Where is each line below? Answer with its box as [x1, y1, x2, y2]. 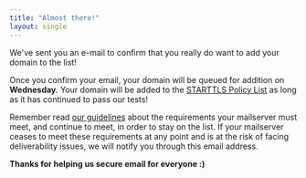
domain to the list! [9, 57, 78, 68]
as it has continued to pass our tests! [9, 93, 149, 105]
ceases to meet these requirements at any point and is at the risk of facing [9, 131, 290, 141]
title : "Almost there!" [9, 13, 100, 23]
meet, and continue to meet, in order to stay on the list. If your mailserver [9, 120, 284, 132]
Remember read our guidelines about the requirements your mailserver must [9, 111, 298, 122]
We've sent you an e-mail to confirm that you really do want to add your [9, 47, 280, 58]
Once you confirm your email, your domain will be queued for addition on [9, 74, 285, 85]
